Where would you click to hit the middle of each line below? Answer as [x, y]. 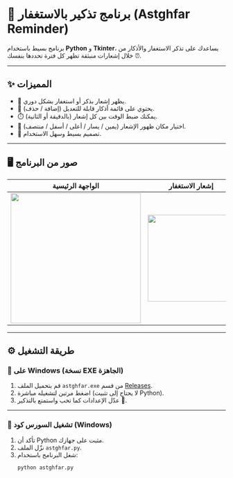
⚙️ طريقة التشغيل [41, 351]
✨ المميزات [29, 84]
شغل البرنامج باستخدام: [48, 454]
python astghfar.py [45, 468]
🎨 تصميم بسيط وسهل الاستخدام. [59, 133]
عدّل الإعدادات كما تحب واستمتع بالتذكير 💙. [72, 400]
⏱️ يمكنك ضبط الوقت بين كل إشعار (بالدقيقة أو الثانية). [87, 116]
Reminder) [38, 29]
